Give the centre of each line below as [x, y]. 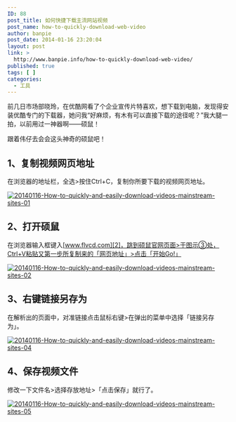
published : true [31, 66]
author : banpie [29, 33]
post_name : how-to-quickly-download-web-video [77, 27]
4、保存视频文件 [43, 372]
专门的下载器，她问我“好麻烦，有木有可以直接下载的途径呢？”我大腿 [124, 115]
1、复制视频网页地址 [51, 163]
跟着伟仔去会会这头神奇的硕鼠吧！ [57, 139]
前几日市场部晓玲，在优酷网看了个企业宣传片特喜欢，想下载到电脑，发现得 [115, 107]
